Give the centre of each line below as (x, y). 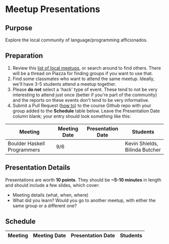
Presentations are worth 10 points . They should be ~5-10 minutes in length (83, 179)
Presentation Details (38, 168)
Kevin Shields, (142, 143)
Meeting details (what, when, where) (51, 195)
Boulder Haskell (26, 143)
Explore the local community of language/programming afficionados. (76, 40)
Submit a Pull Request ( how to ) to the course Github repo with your (82, 105)
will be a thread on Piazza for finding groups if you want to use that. (83, 73)
